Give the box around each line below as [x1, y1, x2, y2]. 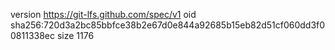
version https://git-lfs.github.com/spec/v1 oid [10, 9, 197, 20]
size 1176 [56, 30, 95, 41]
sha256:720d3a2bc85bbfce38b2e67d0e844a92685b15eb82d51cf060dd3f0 [10, 19, 326, 31]
